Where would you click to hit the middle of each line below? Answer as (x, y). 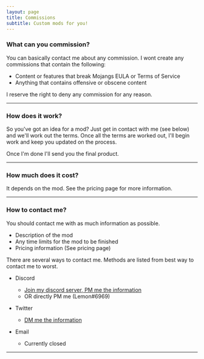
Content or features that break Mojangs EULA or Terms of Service (97, 76)
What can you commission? (48, 44)
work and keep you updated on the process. (62, 142)
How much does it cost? (42, 175)
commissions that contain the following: (56, 64)
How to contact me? (36, 210)
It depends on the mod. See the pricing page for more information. (90, 189)
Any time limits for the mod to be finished (66, 242)
